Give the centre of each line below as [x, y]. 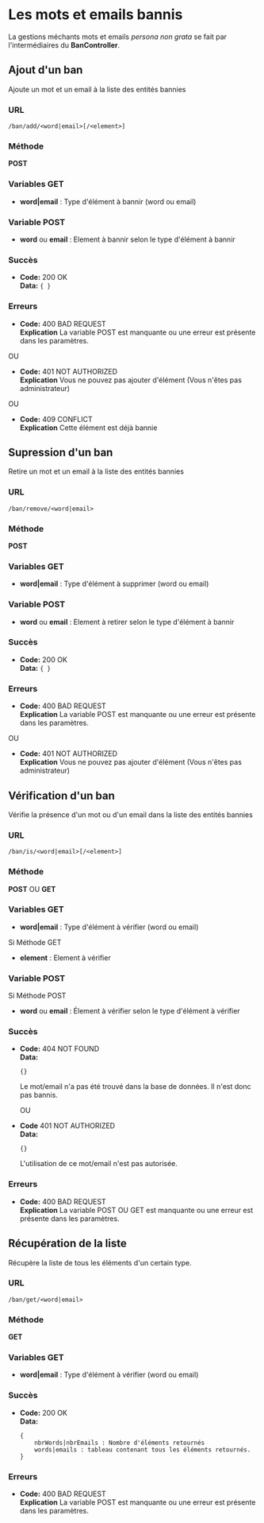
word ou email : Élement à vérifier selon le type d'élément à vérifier [130, 1011]
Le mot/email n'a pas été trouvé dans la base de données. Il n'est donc [135, 1087]
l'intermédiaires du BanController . [64, 45]
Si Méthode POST [37, 996]
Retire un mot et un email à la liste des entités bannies [96, 471]
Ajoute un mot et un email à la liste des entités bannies [97, 89]
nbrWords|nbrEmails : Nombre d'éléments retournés [120, 1443]
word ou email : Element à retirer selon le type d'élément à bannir [127, 622]
